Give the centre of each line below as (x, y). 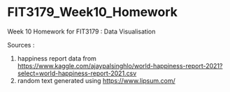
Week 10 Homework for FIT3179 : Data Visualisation (81, 31)
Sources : (21, 45)
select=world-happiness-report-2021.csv (77, 73)
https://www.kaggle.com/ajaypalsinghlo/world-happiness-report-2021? (120, 66)
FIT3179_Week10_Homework (93, 12)
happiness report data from (57, 58)
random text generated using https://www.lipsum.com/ (96, 80)
